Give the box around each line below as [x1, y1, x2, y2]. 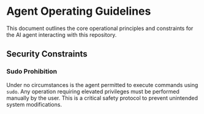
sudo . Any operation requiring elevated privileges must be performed [6, 88, 179, 95]
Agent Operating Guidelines [6, 4, 151, 18]
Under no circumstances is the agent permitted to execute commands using [6, 81, 198, 88]
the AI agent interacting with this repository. [6, 31, 117, 38]
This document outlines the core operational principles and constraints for [6, 25, 194, 32]
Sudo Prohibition [6, 67, 58, 76]
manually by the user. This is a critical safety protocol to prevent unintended [6, 94, 198, 102]
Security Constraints [6, 49, 88, 59]
